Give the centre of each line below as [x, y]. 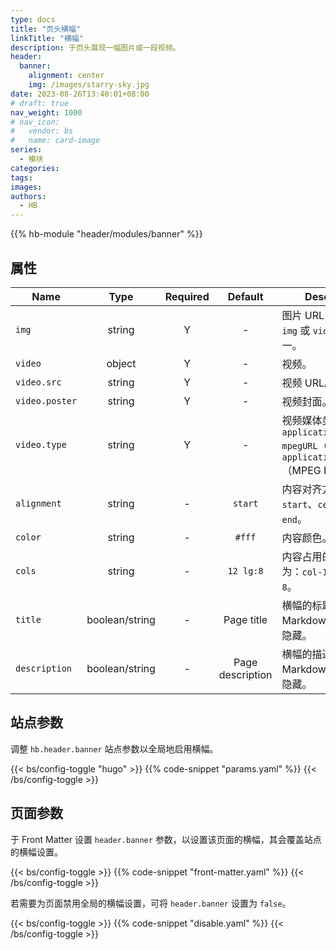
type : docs [33, 19]
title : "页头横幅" [46, 29]
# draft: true [40, 103]
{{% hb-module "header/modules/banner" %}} [106, 234]
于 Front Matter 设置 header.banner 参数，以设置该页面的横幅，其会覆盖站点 [166, 839]
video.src [38, 382]
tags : [21, 177]
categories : [35, 168]
